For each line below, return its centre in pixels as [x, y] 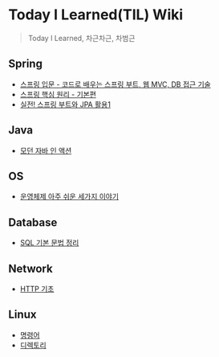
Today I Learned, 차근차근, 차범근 [81, 38]
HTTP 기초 [37, 289]
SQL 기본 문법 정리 [49, 243]
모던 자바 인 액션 [46, 150]
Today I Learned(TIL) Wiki [96, 15]
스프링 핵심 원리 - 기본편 [58, 94]
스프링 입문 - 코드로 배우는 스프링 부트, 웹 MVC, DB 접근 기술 [115, 84]
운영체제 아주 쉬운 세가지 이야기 [69, 197]
